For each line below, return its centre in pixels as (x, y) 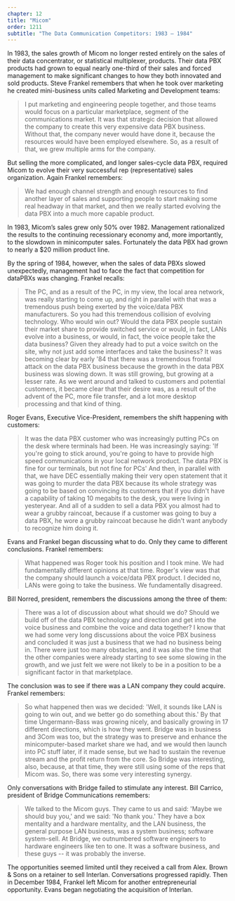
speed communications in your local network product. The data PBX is (126, 461)
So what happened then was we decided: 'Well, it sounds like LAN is (123, 707)
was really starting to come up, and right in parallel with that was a (120, 299)
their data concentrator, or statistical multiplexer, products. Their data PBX (114, 61)
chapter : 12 (25, 14)
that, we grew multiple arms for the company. (90, 149)
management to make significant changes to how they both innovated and (114, 76)
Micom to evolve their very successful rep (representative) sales (100, 170)
